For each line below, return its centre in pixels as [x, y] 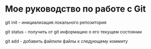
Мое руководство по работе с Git [75, 9]
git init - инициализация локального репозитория [56, 22]
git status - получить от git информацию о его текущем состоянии [74, 32]
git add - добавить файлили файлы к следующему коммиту [67, 41]
